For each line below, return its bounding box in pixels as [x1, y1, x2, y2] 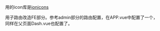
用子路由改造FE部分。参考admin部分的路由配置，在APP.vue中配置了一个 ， [5, 15, 158, 20]
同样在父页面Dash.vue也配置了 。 [5, 21, 73, 26]
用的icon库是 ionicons [5, 4, 49, 10]
